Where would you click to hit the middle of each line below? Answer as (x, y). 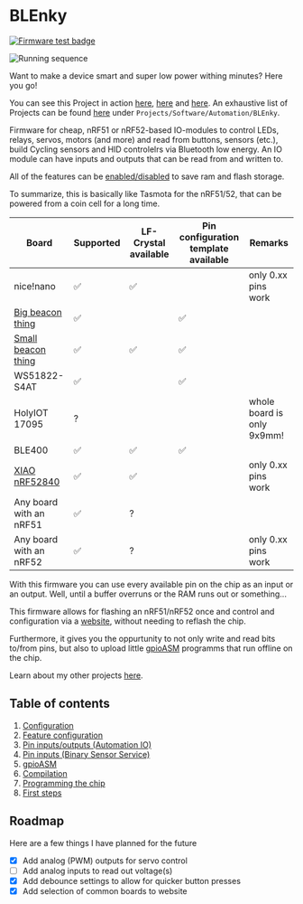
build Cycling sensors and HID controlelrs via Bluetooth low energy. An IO (146, 149)
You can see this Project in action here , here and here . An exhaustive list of (149, 103)
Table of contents (60, 704)
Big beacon (38, 312)
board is (266, 412)
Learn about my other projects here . (76, 675)
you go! (23, 85)
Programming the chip (64, 783)
